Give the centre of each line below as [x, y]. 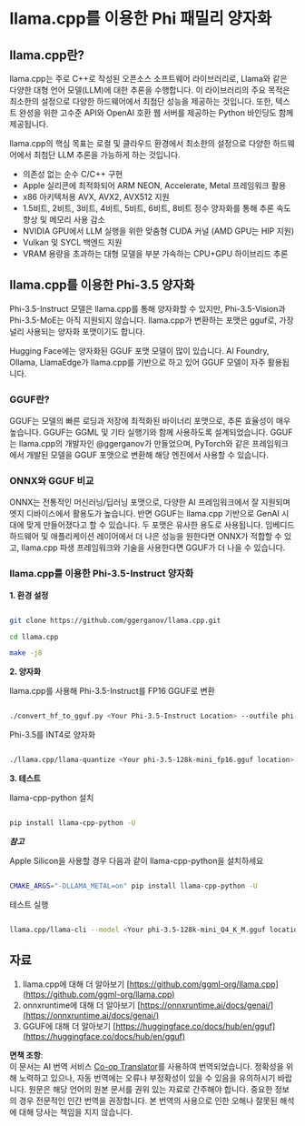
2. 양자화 [25, 672]
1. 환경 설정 [29, 595]
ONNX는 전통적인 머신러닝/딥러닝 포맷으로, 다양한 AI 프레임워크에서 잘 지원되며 [150, 502]
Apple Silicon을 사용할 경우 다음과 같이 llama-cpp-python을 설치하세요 [137, 860]
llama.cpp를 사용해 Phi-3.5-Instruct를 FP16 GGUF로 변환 [112, 691]
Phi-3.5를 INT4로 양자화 [53, 735]
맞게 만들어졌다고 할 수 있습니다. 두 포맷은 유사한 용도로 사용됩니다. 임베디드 [160, 525]
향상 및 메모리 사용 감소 [64, 220]
